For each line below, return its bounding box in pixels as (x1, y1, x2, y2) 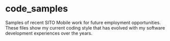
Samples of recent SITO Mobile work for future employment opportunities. (5, 19, 161, 25)
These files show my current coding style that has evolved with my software (5, 24, 165, 30)
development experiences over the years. (5, 30, 93, 36)
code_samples (5, 3, 68, 14)
